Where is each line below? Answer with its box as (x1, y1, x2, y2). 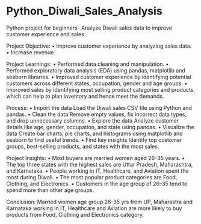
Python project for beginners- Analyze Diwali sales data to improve (6, 24, 173, 31)
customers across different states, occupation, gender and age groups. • (6, 80, 188, 87)
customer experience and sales (6, 30, 84, 37)
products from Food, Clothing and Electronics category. (6, 211, 144, 218)
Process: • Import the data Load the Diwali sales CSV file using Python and (6, 104, 193, 111)
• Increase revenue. (6, 48, 55, 56)
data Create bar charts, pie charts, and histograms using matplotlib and (6, 130, 183, 137)
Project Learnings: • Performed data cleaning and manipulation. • (6, 60, 169, 68)
